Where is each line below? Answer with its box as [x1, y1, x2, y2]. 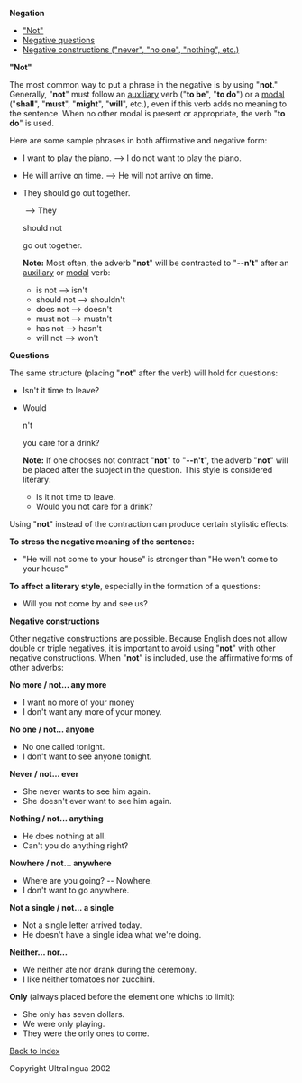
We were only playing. [22, 1019, 105, 1029]
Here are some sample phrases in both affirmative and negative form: [9, 135, 268, 145]
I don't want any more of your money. [22, 707, 162, 717]
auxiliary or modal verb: [22, 267, 111, 278]
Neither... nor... [9, 947, 68, 958]
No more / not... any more [9, 680, 107, 690]
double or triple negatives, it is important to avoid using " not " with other [9, 643, 277, 653]
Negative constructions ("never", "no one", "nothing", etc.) [22, 44, 240, 55]
